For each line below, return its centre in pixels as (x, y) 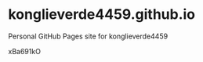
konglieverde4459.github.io (102, 15)
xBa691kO (25, 51)
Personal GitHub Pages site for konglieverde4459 (88, 36)
